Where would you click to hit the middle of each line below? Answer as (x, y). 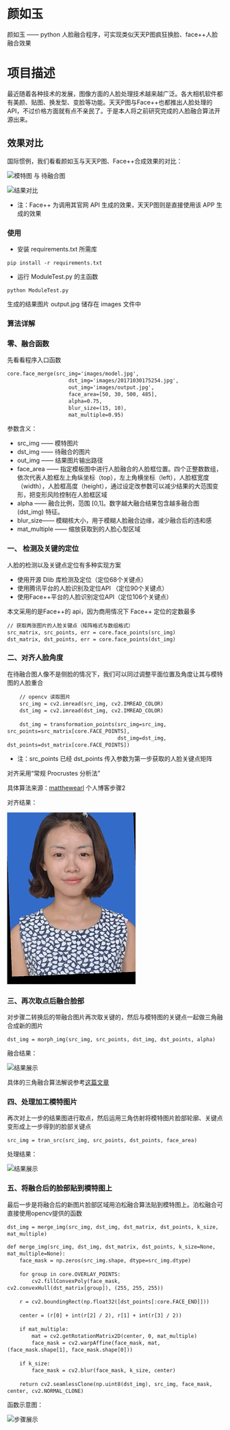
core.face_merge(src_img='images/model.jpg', (73, 374)
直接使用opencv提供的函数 (44, 1213)
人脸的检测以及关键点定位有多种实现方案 (64, 565)
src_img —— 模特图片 (48, 443)
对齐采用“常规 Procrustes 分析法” (54, 773)
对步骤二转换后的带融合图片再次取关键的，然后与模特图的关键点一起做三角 (112, 1017)
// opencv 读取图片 (45, 697)
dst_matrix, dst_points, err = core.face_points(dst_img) (91, 639)
